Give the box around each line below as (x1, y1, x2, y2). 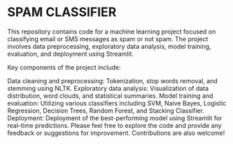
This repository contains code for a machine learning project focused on (7, 27, 216, 36)
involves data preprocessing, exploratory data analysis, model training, (7, 42, 211, 50)
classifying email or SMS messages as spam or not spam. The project (7, 34, 209, 43)
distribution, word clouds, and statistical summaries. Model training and (7, 92, 213, 100)
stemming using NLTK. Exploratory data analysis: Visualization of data (7, 84, 209, 92)
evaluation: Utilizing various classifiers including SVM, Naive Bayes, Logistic (7, 99, 227, 107)
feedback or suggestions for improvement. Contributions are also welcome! (7, 129, 225, 137)
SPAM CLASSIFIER (7, 4, 117, 20)
